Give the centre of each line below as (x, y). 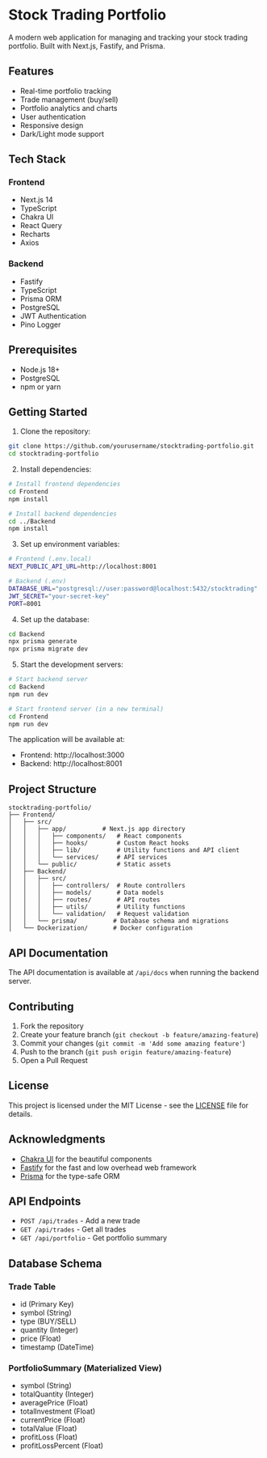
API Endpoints (45, 1201)
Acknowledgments (57, 1140)
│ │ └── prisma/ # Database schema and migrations (119, 921)
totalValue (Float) (48, 1429)
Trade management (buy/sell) (69, 100)
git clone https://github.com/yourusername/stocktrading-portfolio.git (131, 447)
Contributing (41, 1006)
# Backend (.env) (38, 581)
